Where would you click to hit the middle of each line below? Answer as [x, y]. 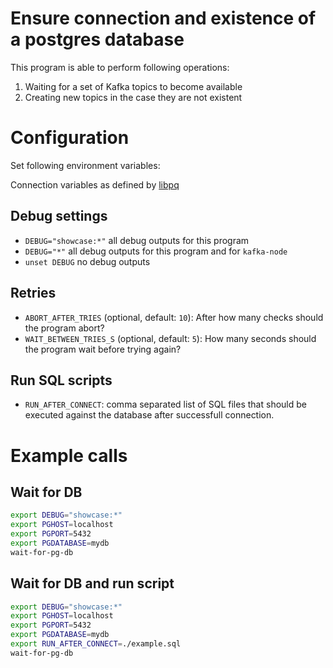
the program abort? [64, 328]
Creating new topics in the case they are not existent [133, 97]
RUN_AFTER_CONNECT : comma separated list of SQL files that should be [165, 404]
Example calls [69, 455]
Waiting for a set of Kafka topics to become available [133, 86]
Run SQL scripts [61, 380]
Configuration [70, 138]
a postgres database [97, 39]
